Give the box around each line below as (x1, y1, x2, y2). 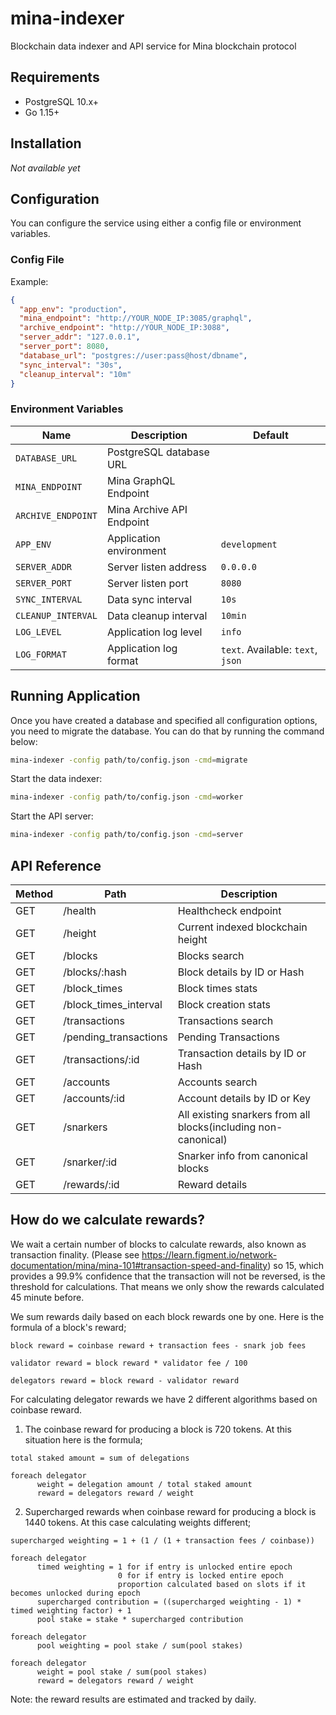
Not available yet (10, 162, 81, 174)
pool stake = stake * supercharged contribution (36, 1614, 244, 1624)
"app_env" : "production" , (19, 304, 128, 314)
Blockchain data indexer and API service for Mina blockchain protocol (10, 40, 297, 52)
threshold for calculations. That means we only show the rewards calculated (10, 1280, 325, 1292)
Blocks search (177, 948, 245, 962)
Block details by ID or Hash (177, 965, 305, 979)
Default (252, 428, 289, 442)
